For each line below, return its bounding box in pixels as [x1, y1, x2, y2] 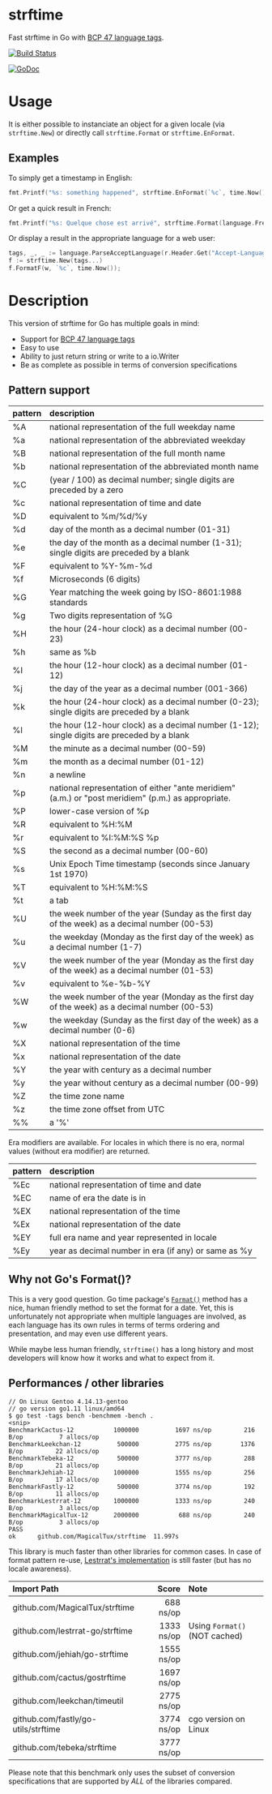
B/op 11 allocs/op [8, 1490, 100, 1498]
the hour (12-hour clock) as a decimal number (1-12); [49, 719, 259, 731]
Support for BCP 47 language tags [19, 334, 135, 344]
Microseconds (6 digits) [49, 573, 141, 585]
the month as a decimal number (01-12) [49, 756, 205, 767]
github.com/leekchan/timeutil [12, 1695, 124, 1706]
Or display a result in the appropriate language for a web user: [8, 234, 216, 243]
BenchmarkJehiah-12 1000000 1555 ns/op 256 [8, 1469, 255, 1477]
